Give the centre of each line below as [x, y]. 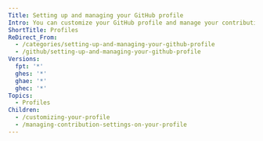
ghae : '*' [31, 81]
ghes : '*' [31, 74]
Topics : [21, 96]
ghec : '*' [31, 88]
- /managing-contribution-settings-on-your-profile [101, 125]
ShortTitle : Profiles [43, 30]
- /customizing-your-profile [63, 117]
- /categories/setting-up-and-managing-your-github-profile [115, 45]
